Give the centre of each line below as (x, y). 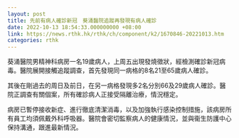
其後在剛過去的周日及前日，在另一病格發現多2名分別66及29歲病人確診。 (114, 85)
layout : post (27, 14)
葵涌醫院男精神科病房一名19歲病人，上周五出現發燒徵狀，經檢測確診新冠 (113, 62)
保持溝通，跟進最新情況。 (45, 127)
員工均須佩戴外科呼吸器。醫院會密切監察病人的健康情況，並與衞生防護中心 (122, 119)
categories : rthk (33, 41)
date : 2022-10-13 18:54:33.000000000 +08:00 (74, 27)
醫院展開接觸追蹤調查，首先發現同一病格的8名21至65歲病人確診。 (116, 70)
